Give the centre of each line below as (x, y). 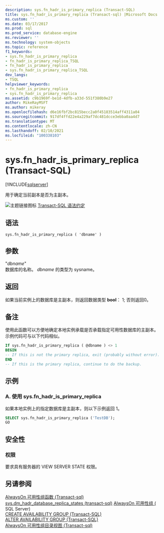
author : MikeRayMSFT (27, 103)
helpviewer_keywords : (28, 84)
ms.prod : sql (19, 28)
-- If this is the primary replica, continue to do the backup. (73, 364)
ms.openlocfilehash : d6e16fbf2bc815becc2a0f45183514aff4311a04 (72, 112)
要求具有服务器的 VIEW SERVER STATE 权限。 (52, 466)
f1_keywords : (19, 51)
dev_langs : (16, 75)
